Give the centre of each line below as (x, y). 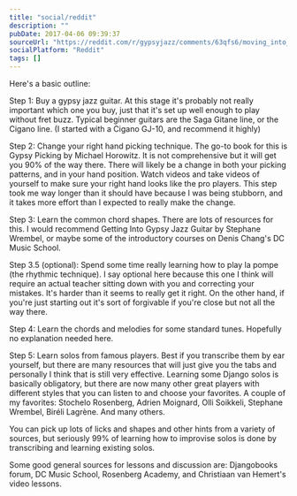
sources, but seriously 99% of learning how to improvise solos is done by (143, 438)
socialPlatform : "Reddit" (57, 50)
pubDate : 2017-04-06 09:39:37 (65, 34)
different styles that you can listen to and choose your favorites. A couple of (147, 393)
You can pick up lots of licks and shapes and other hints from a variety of (142, 429)
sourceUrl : (29, 42)
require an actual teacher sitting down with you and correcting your (132, 283)
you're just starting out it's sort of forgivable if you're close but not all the (142, 302)
